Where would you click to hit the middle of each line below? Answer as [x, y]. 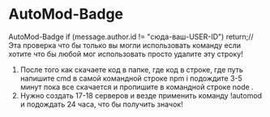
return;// [240, 37]
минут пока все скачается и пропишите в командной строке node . [137, 87]
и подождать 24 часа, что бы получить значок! [102, 104]
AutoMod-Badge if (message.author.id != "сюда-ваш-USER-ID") [116, 37]
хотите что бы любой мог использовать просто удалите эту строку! [126, 54]
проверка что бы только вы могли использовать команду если [132, 45]
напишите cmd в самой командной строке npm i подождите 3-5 [131, 78]
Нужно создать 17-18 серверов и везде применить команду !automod [141, 95]
